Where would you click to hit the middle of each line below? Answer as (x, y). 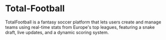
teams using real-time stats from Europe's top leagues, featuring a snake (80, 27)
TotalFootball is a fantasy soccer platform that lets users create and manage (83, 22)
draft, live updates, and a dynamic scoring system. (57, 32)
